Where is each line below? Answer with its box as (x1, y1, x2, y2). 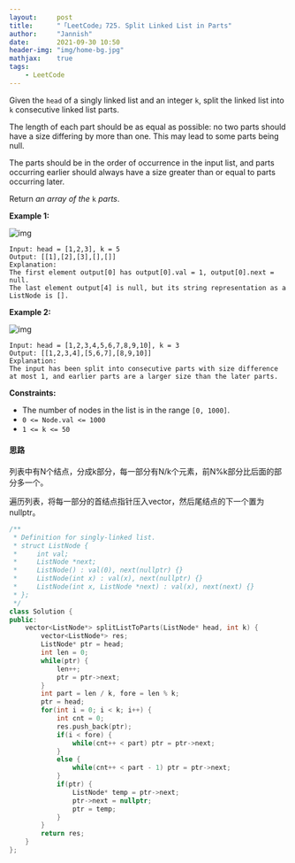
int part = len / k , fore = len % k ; (41, 690, 179, 698)
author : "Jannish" (9, 29, 93, 38)
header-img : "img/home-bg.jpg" (9, 46, 125, 55)
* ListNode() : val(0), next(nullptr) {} (12, 566, 184, 575)
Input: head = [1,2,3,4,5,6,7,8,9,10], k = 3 (9, 341, 179, 350)
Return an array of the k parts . (9, 193, 120, 204)
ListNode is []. (9, 291, 69, 300)
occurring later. (9, 176, 65, 187)
